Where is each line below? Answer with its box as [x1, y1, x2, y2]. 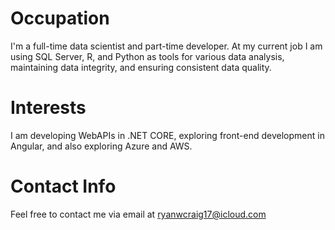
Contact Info [10, 175, 117, 198]
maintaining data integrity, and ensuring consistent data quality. [10, 61, 272, 73]
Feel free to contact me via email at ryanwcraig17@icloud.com [10, 208, 267, 220]
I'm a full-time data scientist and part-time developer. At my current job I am [10, 40, 323, 52]
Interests [10, 97, 87, 119]
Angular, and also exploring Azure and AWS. [10, 140, 193, 152]
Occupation [10, 7, 110, 30]
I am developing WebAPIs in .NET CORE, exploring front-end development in [10, 129, 325, 141]
